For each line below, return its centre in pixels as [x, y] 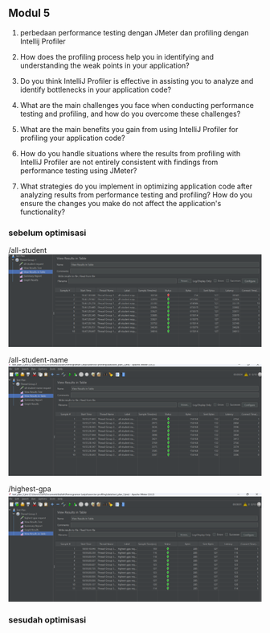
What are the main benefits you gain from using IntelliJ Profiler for [129, 129]
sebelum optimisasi [47, 233]
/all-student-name [38, 360]
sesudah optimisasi [47, 620]
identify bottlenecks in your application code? [95, 89]
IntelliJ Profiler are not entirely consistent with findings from [119, 162]
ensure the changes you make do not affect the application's [121, 203]
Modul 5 [29, 13]
